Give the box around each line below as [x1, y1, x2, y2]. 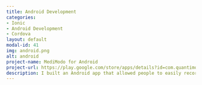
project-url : [6, 64, 39, 71]
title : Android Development [6, 8, 77, 15]
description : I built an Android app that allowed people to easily [6, 70, 182, 76]
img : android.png [6, 48, 50, 54]
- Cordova [6, 31, 31, 37]
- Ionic [6, 20, 26, 26]
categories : [6, 14, 36, 20]
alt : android [6, 53, 39, 59]
